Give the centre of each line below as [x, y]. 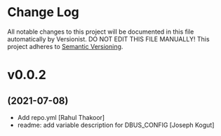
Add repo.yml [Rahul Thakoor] [61, 117]
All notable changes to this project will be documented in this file [101, 32]
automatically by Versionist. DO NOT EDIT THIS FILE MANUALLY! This [108, 39]
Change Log [43, 12]
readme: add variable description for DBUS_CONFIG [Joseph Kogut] [116, 125]
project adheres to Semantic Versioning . [65, 46]
